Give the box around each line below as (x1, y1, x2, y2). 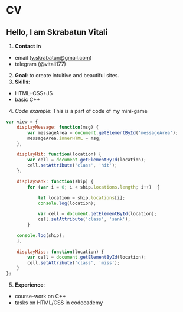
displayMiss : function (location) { (17, 249, 104, 255)
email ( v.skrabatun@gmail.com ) (14, 54, 92, 61)
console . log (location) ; (37, 200, 96, 206)
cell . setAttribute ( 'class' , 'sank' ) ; (37, 216, 131, 222)
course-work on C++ (14, 293, 66, 300)
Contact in (14, 43, 41, 50)
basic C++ (14, 96, 40, 103)
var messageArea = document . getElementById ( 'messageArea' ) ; (27, 129, 178, 136)
